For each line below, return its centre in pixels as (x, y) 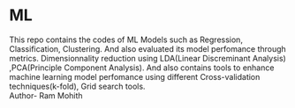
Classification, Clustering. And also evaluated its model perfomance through (148, 48)
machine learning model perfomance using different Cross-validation (135, 76)
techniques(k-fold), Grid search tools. (77, 86)
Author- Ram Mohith (46, 95)
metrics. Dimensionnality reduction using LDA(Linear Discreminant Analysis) (148, 58)
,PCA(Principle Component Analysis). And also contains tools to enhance (142, 68)
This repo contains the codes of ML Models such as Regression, (126, 40)
